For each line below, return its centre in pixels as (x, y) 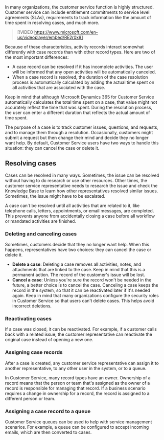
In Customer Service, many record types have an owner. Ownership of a (78, 378)
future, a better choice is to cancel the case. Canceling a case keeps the (85, 285)
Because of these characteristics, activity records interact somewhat (74, 47)
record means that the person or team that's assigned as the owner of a (78, 383)
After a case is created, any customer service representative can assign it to (82, 363)
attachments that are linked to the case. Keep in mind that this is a (79, 270)
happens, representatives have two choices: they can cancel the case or (78, 250)
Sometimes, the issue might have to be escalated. (55, 196)
